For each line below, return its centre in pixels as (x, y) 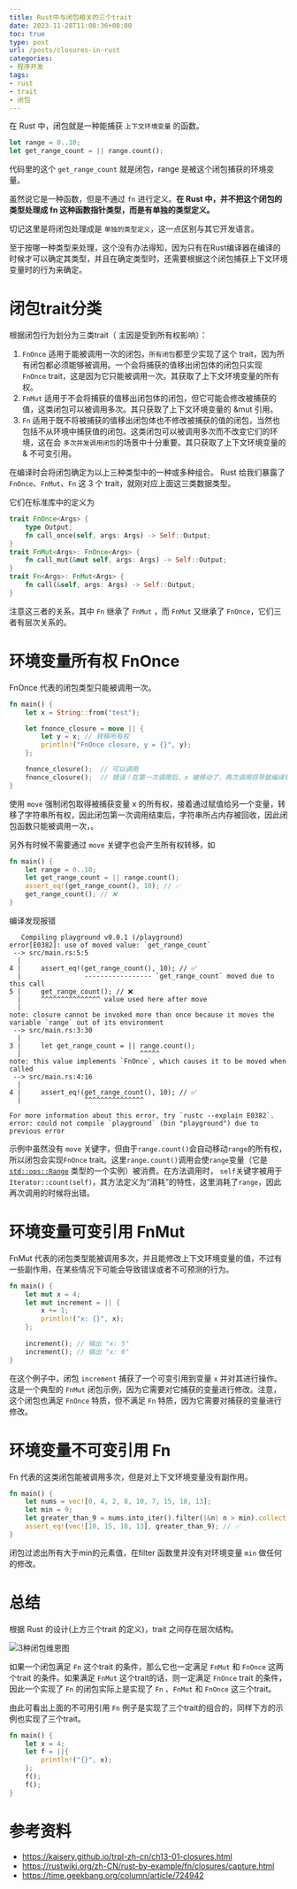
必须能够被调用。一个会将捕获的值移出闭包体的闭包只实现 (157, 365)
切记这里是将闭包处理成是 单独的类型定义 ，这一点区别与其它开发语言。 (134, 229)
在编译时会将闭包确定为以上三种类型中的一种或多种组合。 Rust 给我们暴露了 (147, 472)
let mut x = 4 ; (53, 1294)
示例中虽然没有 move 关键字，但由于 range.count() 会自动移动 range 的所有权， (148, 1149)
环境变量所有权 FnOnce (95, 662)
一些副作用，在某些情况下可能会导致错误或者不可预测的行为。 (122, 1269)
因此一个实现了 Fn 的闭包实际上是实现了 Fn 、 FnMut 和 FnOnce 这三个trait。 (143, 1689)
